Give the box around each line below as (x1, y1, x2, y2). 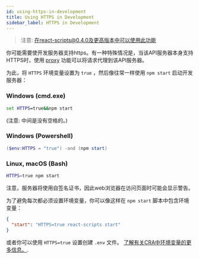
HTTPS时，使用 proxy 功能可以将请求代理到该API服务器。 (6, 57, 147, 64)
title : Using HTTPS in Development (6, 14, 94, 20)
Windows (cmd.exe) (6, 92, 66, 100)
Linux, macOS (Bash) (6, 159, 68, 168)
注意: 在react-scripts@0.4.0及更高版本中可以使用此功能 (20, 37, 156, 44)
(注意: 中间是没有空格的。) (6, 117, 68, 124)
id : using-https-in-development (6, 8, 86, 15)
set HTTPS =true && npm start (6, 105, 73, 111)
